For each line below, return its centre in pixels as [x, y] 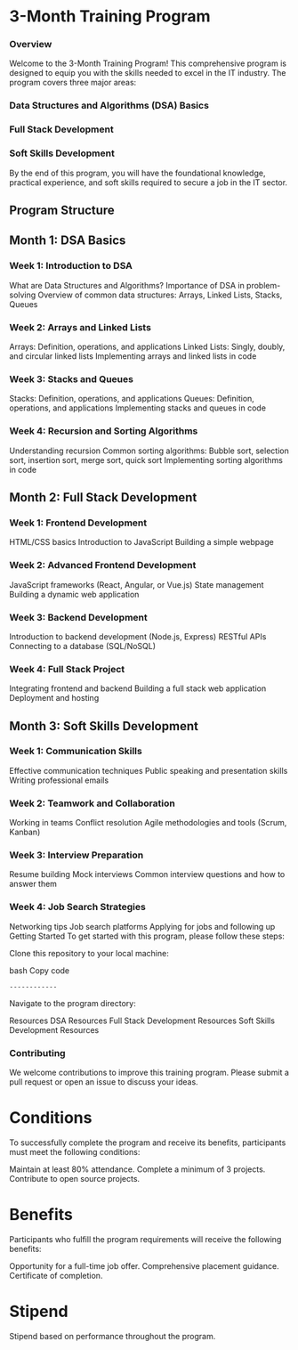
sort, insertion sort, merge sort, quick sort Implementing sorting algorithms [146, 459]
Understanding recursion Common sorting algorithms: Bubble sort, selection [149, 451]
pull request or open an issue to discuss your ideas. [104, 1082]
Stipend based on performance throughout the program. [113, 1336]
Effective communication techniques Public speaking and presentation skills [149, 770]
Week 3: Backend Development [79, 617]
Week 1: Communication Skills [76, 752]
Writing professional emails [59, 780]
